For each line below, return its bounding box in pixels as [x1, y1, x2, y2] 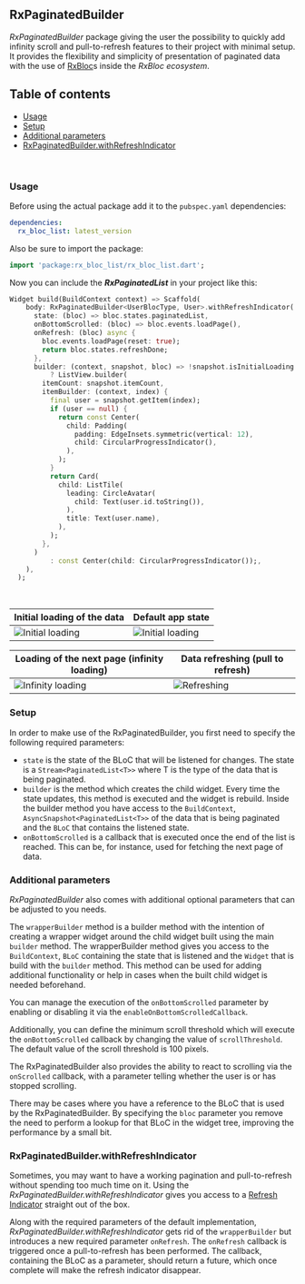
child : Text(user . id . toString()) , [74, 497, 205, 507]
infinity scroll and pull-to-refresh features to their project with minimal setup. [9, 41, 296, 52]
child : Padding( [66, 421, 128, 430]
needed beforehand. [9, 979, 86, 990]
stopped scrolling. [9, 1080, 77, 1091]
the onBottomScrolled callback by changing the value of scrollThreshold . [9, 1033, 283, 1044]
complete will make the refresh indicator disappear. [9, 1265, 202, 1276]
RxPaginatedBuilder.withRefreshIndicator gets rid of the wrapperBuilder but [9, 1226, 292, 1238]
